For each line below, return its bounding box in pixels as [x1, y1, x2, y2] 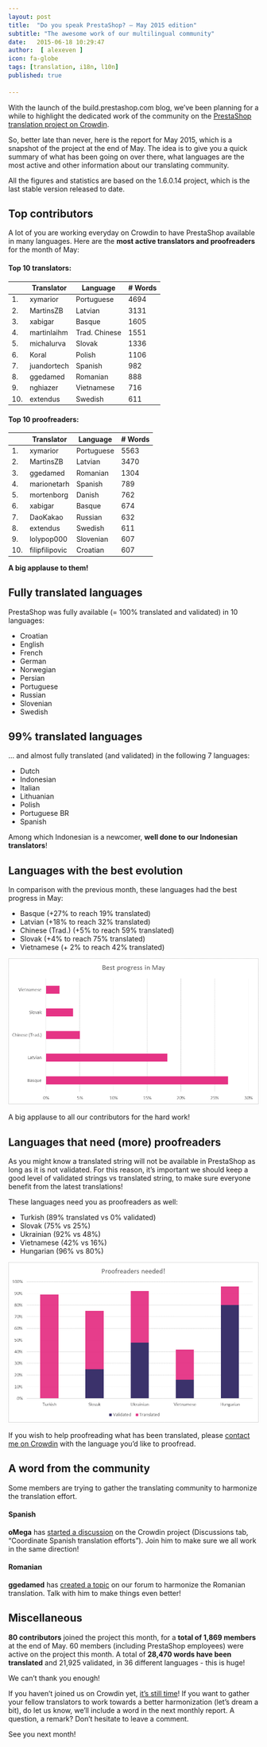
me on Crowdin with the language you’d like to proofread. [8, 1439, 196, 1448]
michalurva [29, 338, 66, 349]
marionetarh [29, 479, 70, 489]
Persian [19, 673, 45, 682]
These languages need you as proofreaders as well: [8, 1197, 179, 1207]
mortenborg [29, 490, 69, 500]
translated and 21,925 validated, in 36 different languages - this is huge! [8, 1657, 246, 1668]
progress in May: [8, 894, 64, 903]
